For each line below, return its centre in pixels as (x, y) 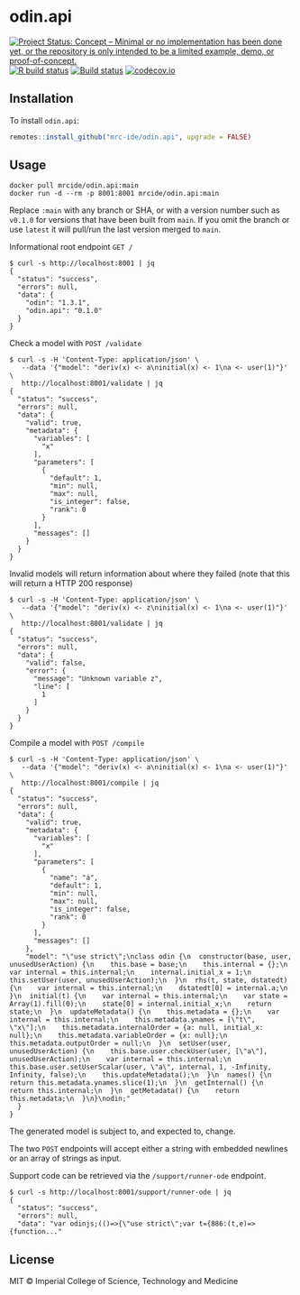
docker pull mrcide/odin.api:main (74, 186)
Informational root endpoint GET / (71, 247)
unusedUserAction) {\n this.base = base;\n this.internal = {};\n (149, 965)
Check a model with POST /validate (76, 344)
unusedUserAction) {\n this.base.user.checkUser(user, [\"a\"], (139, 1052)
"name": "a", (74, 878)
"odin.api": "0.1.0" (64, 311)
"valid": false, (56, 663)
